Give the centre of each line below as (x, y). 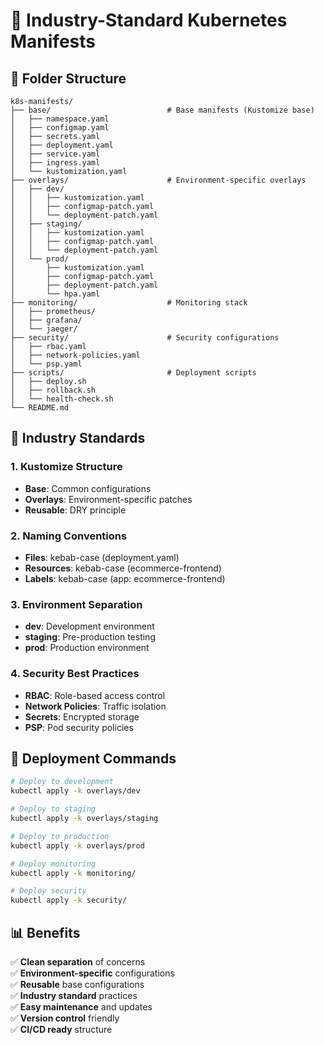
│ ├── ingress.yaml (55, 163)
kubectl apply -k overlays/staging (84, 819)
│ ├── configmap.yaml (60, 128)
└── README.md (40, 408)
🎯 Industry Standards (78, 438)
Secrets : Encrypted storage (82, 716)
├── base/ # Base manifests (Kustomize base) (162, 110)
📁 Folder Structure (68, 78)
